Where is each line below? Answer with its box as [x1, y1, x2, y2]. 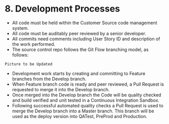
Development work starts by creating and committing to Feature [12, 70, 146, 76]
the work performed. [12, 41, 56, 47]
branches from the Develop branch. [12, 76, 87, 82]
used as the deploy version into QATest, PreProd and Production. [12, 113, 148, 119]
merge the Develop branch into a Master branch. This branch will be [12, 108, 154, 114]
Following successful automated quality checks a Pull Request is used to [12, 102, 164, 108]
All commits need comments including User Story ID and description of [12, 36, 160, 42]
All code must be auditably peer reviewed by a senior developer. [12, 30, 146, 36]
